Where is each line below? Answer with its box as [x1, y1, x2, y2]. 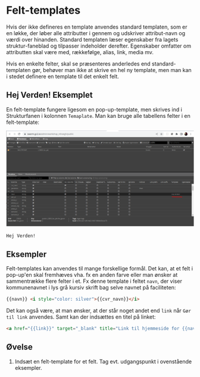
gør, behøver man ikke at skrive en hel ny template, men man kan [32, 66, 192, 73]
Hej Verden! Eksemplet [6, 90, 93, 100]
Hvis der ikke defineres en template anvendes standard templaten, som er [6, 23, 187, 30]
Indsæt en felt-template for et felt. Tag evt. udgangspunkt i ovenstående [14, 358, 192, 365]
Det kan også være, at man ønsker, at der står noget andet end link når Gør [6, 307, 192, 314]
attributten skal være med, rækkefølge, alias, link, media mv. [6, 48, 154, 55]
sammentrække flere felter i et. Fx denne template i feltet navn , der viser [6, 278, 183, 285]
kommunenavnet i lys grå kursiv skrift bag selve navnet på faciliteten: [6, 283, 176, 291]
